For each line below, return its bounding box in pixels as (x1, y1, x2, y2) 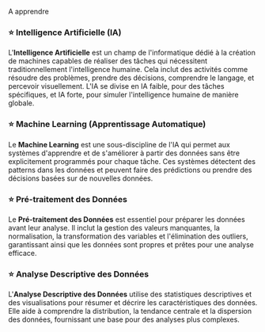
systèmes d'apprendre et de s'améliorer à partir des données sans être (8, 148, 240, 158)
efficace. (8, 248, 37, 258)
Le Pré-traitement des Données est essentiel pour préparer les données (8, 214, 245, 224)
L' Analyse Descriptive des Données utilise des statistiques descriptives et (8, 289, 252, 300)
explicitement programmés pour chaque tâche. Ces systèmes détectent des (8, 156, 256, 166)
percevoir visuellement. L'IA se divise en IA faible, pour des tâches (8, 82, 225, 91)
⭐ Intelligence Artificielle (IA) (8, 27, 122, 38)
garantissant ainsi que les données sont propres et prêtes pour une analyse (8, 239, 255, 249)
